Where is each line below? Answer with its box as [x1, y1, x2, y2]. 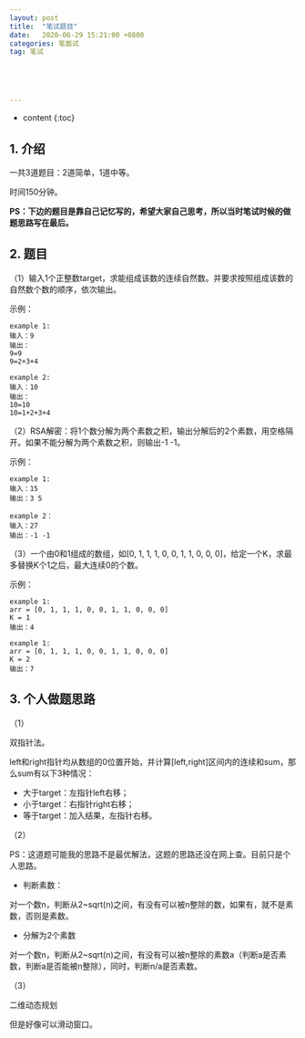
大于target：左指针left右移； [22, 787, 129, 798]
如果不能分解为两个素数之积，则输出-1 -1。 [25, 436, 186, 447]
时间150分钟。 [9, 186, 63, 197]
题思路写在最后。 [9, 216, 74, 228]
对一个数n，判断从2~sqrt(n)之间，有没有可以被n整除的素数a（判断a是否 [9, 949, 280, 959]
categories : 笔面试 [9, 38, 79, 48]
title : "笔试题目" [9, 22, 78, 31]
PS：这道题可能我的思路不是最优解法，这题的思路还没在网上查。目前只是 [9, 848, 283, 859]
